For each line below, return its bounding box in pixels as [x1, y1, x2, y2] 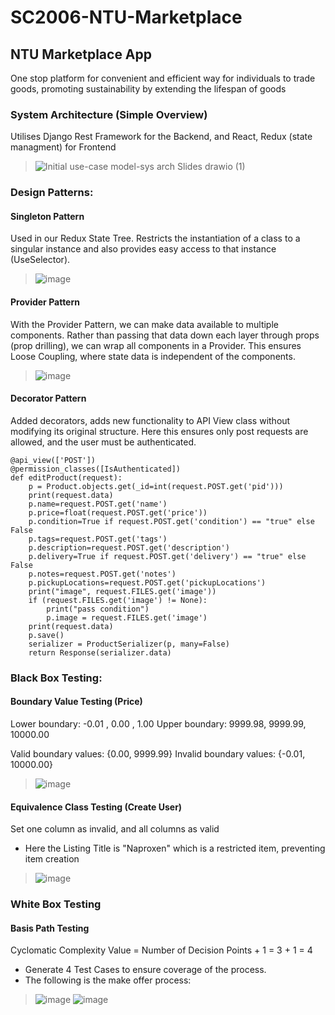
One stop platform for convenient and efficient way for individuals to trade [10, 72, 316, 84]
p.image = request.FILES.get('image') [46, 612, 208, 623]
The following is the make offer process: [24, 974, 192, 986]
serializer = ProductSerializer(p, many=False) [28, 639, 230, 649]
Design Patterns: [10, 186, 94, 200]
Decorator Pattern [10, 392, 87, 405]
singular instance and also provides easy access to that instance [10, 243, 277, 255]
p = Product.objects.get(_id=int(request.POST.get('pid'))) [28, 481, 284, 491]
